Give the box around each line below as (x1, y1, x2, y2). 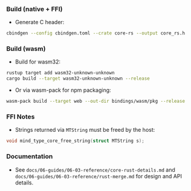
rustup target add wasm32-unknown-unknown (6, 70, 115, 76)
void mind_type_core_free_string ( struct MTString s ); (6, 138, 145, 144)
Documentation (6, 152, 53, 161)
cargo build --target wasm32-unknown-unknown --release (6, 76, 150, 82)
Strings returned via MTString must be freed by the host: (15, 126, 155, 134)
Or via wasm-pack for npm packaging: (15, 86, 111, 94)
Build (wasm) (6, 45, 46, 53)
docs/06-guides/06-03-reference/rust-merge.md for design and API (15, 172, 183, 180)
